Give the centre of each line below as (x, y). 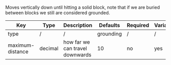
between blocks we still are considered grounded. (58, 13)
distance (18, 52)
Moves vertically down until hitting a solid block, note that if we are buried (83, 7)
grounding (109, 34)
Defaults (110, 25)
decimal (49, 48)
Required (138, 25)
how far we (77, 42)
